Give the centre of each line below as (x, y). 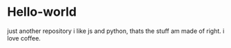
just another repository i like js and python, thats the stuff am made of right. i (116, 31)
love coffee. (24, 38)
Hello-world (42, 12)
